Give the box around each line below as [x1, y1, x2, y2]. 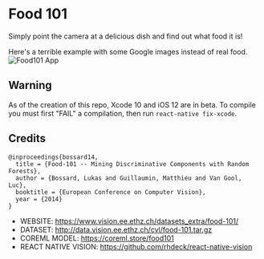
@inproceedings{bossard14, [8, 153, 99, 161]
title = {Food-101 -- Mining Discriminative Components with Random [15, 160, 250, 168]
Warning [8, 79, 52, 92]
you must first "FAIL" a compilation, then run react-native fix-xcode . [8, 108, 238, 118]
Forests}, [8, 167, 42, 175]
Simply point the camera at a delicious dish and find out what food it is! [8, 31, 243, 41]
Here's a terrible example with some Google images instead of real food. [8, 47, 248, 56]
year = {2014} [15, 195, 63, 203]
